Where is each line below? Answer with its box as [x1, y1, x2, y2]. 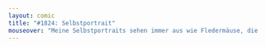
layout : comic [8, 11, 56, 20]
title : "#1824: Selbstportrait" [8, 19, 115, 27]
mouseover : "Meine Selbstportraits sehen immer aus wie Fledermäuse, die [8, 26, 259, 34]
